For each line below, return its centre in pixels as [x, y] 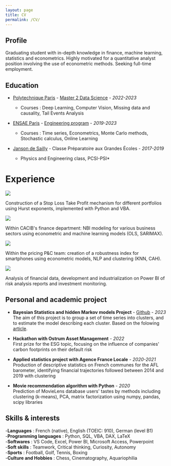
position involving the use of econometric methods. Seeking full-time [78, 64]
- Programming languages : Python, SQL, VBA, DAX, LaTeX [68, 436]
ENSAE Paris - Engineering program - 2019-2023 [65, 123]
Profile [16, 40]
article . [20, 328]
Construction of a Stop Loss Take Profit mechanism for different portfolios [83, 203]
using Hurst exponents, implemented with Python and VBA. [68, 208]
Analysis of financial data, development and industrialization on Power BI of [85, 278]
